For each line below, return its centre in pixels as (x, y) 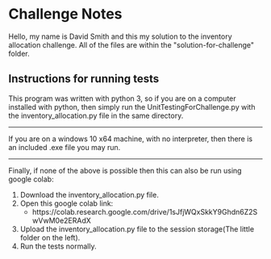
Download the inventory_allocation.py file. (89, 194)
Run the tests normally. (58, 246)
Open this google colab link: (67, 203)
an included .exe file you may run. (65, 147)
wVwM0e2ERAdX (61, 220)
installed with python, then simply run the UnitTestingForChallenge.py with (132, 107)
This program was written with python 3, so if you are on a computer (122, 98)
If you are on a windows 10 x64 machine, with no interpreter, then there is (130, 139)
